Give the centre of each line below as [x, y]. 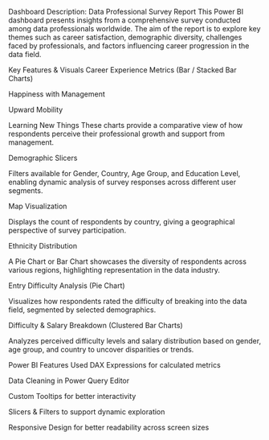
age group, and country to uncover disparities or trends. [101, 350]
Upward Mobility [36, 109]
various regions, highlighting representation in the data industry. [114, 270]
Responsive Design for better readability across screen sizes [109, 427]
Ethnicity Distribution [43, 246]
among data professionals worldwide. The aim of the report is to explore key [134, 29]
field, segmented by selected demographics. [82, 310]
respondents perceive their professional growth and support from [116, 134]
